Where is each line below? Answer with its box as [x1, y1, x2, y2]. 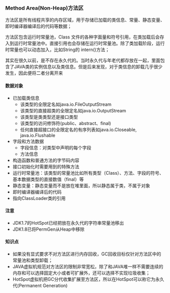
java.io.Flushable [20, 132, 56, 138]
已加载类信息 [12, 95, 39, 101]
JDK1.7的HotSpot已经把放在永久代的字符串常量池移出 [12, 220, 124, 226]
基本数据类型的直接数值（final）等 [12, 176, 84, 182]
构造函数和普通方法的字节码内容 [12, 157, 79, 163]
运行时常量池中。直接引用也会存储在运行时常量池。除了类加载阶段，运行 [14, 40, 165, 47]
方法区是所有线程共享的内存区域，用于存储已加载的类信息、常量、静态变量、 [5, 17, 165, 23]
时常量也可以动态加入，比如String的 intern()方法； [5, 47, 110, 53]
